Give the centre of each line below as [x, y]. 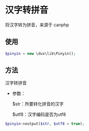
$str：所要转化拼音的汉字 [38, 104]
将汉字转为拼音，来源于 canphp [37, 25]
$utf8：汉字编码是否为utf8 [39, 115]
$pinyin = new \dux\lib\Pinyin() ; [41, 53]
